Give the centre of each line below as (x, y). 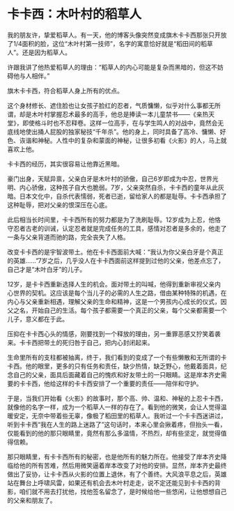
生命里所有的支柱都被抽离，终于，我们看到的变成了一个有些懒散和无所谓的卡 (117, 357)
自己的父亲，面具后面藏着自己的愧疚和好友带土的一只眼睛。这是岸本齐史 (117, 374)
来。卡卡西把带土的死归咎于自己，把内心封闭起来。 (80, 342)
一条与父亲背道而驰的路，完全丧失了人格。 (68, 237)
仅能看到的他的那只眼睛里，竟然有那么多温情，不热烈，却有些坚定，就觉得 (114, 433)
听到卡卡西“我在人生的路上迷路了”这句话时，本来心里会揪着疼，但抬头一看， (117, 424)
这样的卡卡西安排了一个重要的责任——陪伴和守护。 (129, 383)
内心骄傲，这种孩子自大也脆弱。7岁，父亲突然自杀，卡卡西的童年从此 (118, 187)
